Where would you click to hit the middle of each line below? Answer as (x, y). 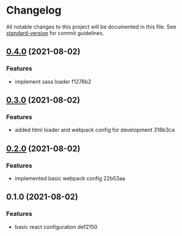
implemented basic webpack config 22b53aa (70, 178)
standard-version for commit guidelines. (55, 33)
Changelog (34, 10)
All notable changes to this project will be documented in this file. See (91, 27)
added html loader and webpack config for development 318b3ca (95, 130)
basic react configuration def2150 (56, 227)
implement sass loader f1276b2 (53, 81)
